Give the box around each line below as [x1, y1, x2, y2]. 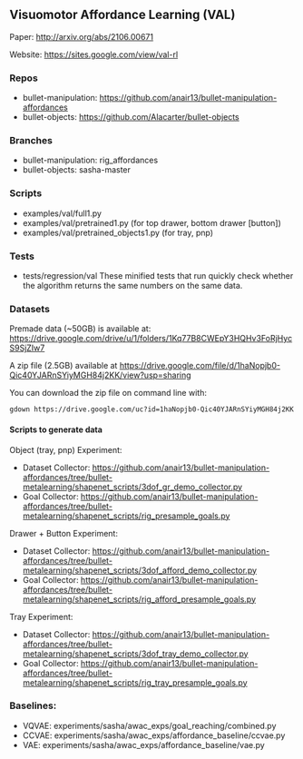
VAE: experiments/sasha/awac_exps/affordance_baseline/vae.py [22, 739, 265, 750]
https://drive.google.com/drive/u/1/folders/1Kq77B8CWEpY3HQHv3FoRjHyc [9, 333, 293, 344]
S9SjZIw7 [9, 342, 45, 353]
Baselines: [9, 699, 57, 712]
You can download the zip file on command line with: [9, 388, 207, 399]
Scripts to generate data [9, 424, 103, 435]
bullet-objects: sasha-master [22, 164, 132, 175]
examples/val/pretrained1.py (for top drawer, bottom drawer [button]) [22, 217, 281, 228]
